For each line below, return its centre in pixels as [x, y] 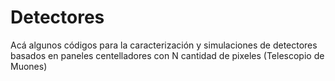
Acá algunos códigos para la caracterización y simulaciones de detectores [164, 45]
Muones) [29, 66]
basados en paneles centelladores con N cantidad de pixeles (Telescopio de [167, 55]
